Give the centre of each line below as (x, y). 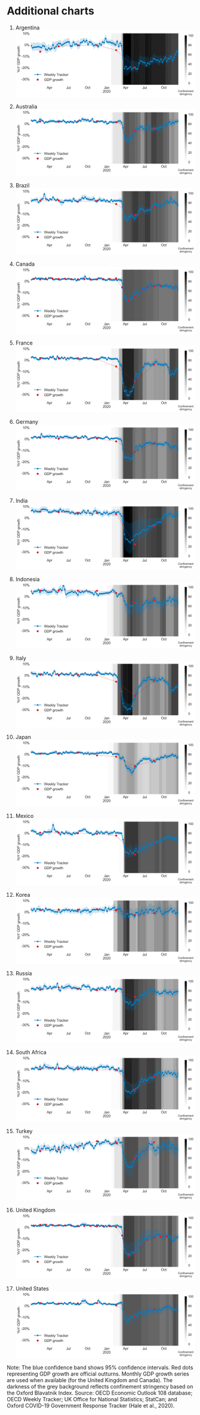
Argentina (27, 28)
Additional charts (50, 11)
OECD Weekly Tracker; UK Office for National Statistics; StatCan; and (92, 1399)
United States (32, 1289)
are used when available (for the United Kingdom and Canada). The (90, 1380)
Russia (24, 973)
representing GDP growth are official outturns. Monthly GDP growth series (98, 1374)
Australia (26, 106)
